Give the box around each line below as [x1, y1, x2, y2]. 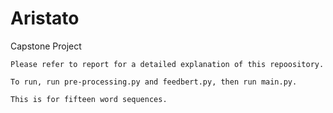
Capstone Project [10, 40, 82, 52]
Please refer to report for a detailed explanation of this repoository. [10, 59, 325, 69]
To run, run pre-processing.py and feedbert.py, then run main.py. [10, 77, 298, 87]
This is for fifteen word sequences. [10, 94, 168, 104]
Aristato [10, 7, 80, 30]
